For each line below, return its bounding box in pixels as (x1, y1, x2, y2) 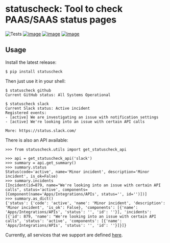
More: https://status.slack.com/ (5, 128, 77, 133)
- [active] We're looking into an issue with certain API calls (5, 119, 145, 124)
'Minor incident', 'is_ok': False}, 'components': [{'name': (5, 205, 138, 210)
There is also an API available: (5, 137, 68, 143)
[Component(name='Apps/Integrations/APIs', (5, 191, 100, 197)
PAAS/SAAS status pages (5, 14, 117, 26)
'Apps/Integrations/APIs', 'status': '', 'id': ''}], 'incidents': (5, 209, 152, 214)
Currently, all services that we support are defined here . (5, 232, 123, 238)
